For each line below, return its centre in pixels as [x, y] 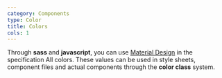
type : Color [24, 20]
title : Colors [28, 26]
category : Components [39, 13]
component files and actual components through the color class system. [111, 67]
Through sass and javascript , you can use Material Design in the [100, 52]
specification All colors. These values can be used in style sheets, [101, 60]
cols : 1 [18, 33]
